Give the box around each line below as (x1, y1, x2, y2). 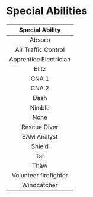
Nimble (30, 103, 50, 111)
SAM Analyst (21, 132, 58, 140)
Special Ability (18, 26, 61, 34)
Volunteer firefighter (11, 171, 68, 179)
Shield (31, 142, 49, 150)
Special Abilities (6, 4, 88, 18)
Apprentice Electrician (9, 55, 71, 63)
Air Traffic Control (15, 45, 65, 54)
